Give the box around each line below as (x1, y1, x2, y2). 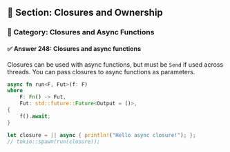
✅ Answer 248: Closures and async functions (7, 44, 142, 52)
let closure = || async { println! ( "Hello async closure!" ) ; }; (7, 131, 196, 138)
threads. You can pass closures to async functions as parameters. (7, 67, 195, 76)
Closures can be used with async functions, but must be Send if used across (7, 60, 224, 69)
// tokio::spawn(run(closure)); (7, 138, 100, 145)
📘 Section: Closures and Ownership (7, 7, 164, 19)
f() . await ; (19, 113, 51, 120)
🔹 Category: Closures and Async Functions (7, 28, 155, 37)
